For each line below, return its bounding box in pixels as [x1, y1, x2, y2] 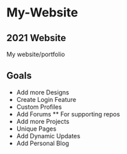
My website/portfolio [6, 50, 65, 58]
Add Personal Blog [16, 139, 69, 147]
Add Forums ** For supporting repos [16, 110, 121, 118]
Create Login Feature [16, 95, 77, 103]
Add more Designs [16, 88, 69, 97]
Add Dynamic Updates [16, 131, 80, 140]
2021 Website [6, 32, 67, 44]
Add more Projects [16, 117, 70, 125]
